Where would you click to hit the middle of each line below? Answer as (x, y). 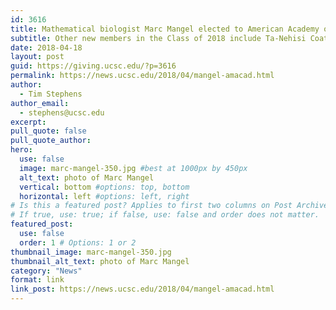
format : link (37, 280)
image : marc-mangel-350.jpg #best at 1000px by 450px (133, 168)
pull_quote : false (48, 131)
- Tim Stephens (51, 94)
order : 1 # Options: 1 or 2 (78, 242)
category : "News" (46, 271)
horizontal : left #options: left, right (104, 196)
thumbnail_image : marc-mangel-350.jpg (91, 252)
